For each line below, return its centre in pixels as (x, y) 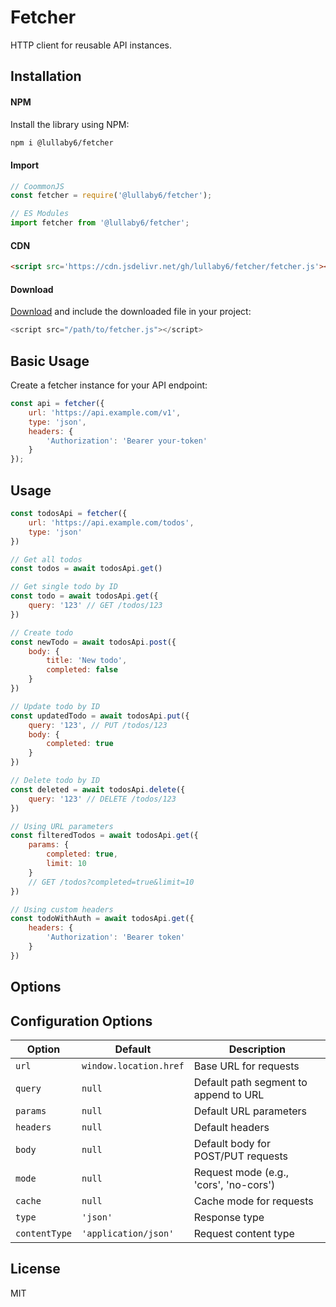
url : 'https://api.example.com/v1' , (105, 412)
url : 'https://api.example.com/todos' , (111, 522)
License (35, 1269)
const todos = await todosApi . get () (86, 569)
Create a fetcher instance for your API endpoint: (109, 385)
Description (257, 1049)
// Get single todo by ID (64, 587)
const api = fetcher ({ (57, 404)
